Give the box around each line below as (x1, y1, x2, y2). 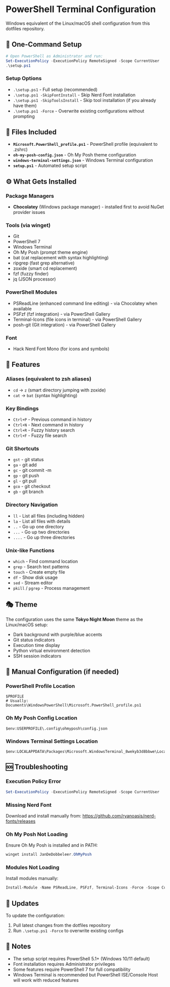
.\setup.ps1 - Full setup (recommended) (13, 86, 98, 92)
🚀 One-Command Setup (6, 40, 82, 49)
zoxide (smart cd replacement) (13, 265, 77, 271)
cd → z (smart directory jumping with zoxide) (13, 387, 106, 393)
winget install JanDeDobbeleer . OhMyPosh (6, 852, 92, 857)
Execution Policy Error (6, 778, 62, 785)
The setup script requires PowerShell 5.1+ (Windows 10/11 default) (13, 955, 150, 962)
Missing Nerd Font (6, 801, 52, 808)
